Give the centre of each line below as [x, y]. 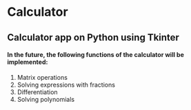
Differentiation [37, 92]
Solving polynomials [46, 99]
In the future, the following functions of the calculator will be [95, 55]
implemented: [28, 62]
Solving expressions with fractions [66, 85]
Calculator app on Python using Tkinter [93, 37]
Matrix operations [42, 77]
